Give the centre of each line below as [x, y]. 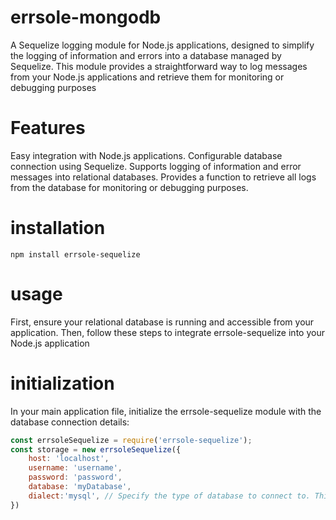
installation [58, 228]
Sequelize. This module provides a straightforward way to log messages [159, 66]
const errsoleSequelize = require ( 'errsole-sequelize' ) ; [131, 440]
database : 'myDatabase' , [80, 487]
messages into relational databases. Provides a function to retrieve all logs [163, 177]
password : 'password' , [75, 477]
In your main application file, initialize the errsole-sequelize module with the [166, 411]
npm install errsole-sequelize [75, 254]
